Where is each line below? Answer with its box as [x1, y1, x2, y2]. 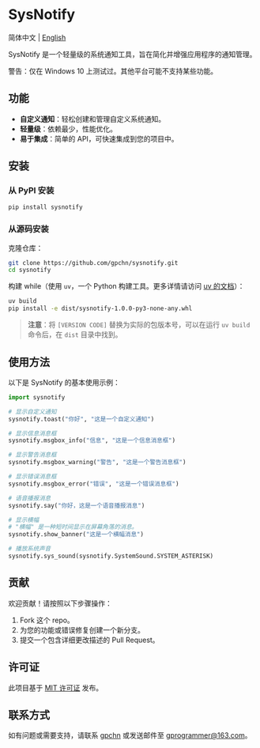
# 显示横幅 [8, 516, 40, 523]
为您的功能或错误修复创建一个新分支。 [19, 625, 145, 634]
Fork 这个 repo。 [19, 615, 75, 625]
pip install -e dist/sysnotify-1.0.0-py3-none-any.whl [8, 304, 193, 313]
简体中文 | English [8, 32, 66, 42]
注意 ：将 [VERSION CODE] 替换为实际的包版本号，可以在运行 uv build [27, 320, 251, 330]
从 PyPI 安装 [8, 185, 55, 196]
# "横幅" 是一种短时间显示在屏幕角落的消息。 [8, 523, 138, 531]
